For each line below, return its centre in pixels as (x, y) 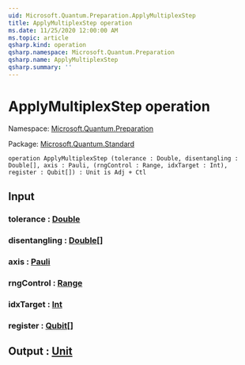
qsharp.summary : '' (40, 67)
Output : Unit (40, 351)
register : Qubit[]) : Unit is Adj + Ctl (77, 172)
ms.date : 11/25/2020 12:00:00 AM (63, 30)
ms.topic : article (38, 38)
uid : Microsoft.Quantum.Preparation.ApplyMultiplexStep (102, 15)
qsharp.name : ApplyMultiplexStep (63, 60)
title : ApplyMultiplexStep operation (70, 23)
